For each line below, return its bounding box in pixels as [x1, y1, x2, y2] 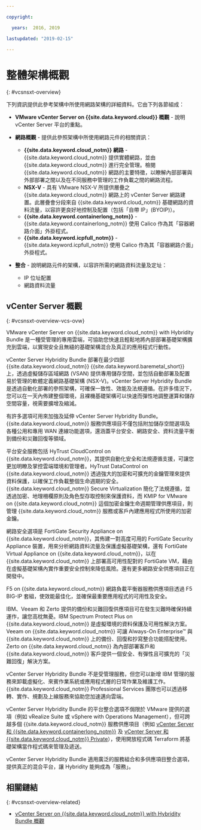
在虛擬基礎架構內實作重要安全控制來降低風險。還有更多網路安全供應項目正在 [6, 565, 195, 572]
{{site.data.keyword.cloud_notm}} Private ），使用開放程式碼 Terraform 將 [6, 736, 185, 743]
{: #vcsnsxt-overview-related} [6, 798, 81, 805]
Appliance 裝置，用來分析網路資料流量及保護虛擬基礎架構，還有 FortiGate [6, 542, 188, 550]
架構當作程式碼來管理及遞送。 [11, 743, 85, 750]
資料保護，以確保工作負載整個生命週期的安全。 [6, 478, 121, 485]
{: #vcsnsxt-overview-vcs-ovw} [6, 318, 85, 325]
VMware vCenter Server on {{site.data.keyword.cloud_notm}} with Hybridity [6, 329, 194, 336]
